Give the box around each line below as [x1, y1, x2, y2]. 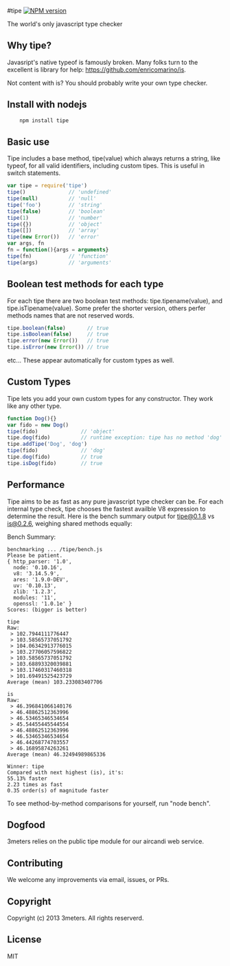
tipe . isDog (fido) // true [7, 460, 103, 466]
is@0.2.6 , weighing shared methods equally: [7, 519, 133, 527]
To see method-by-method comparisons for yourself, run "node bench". [7, 799, 211, 808]
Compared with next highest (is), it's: [7, 769, 125, 776]
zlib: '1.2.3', [13, 588, 57, 595]
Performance [7, 479, 65, 491]
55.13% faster [7, 775, 48, 782]
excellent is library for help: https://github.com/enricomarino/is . [7, 65, 187, 74]
